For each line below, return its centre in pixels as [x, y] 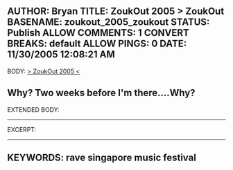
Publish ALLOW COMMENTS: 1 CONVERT [98, 33]
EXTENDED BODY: [34, 109]
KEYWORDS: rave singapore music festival [102, 158]
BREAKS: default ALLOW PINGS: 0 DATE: [97, 44]
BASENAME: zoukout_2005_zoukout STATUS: [109, 22]
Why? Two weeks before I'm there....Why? [101, 93]
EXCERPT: [22, 129]
